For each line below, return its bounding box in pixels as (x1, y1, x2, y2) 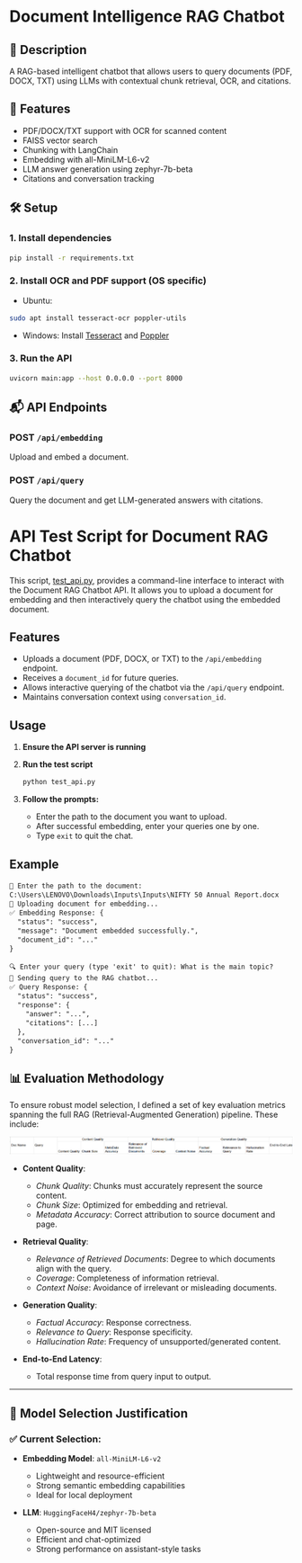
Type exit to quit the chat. (35, 830, 134, 842)
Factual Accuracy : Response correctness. (35, 1317, 191, 1328)
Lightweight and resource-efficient (35, 1470, 165, 1481)
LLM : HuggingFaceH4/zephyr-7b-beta (22, 1506, 157, 1517)
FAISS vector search (22, 135, 98, 146)
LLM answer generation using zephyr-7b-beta (22, 164, 193, 174)
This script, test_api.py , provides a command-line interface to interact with (9, 575, 285, 585)
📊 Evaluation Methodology (9, 1071, 164, 1086)
